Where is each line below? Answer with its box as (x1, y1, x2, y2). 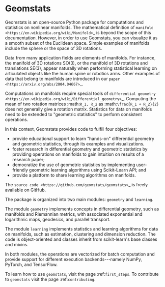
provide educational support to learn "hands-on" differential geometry (12, 136, 155, 142)
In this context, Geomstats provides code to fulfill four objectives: (5, 126, 137, 132)
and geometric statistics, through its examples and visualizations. (12, 141, 145, 146)
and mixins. (5, 241, 28, 247)
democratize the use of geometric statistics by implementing (12, 162, 136, 168)
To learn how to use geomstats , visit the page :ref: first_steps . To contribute (5, 271, 159, 277)
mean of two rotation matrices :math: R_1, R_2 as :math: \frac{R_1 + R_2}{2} (5, 101, 159, 107)
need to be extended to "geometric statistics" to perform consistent (5, 111, 142, 117)
